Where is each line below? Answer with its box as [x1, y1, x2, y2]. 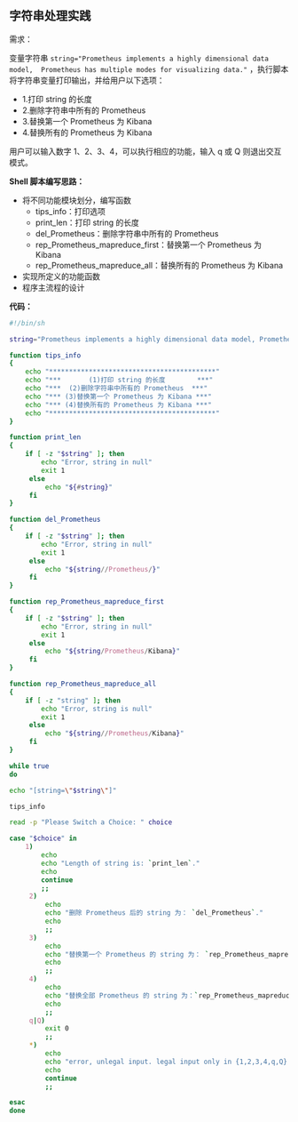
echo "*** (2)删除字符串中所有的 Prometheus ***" [25, 384, 208, 393]
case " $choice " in [9, 834, 77, 843]
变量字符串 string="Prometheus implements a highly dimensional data [9, 52, 269, 63]
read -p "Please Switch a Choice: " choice [9, 818, 173, 827]
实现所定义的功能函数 [21, 270, 100, 282]
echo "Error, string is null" [41, 704, 153, 713]
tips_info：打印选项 [35, 205, 106, 216]
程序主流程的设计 [21, 282, 85, 293]
